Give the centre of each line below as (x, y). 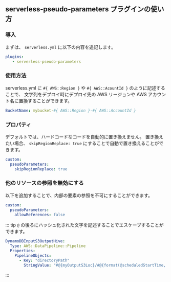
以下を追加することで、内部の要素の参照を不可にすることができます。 (79, 195)
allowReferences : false (40, 215)
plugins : (15, 57)
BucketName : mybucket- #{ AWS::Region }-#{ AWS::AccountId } (71, 110)
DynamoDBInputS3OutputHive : (35, 241)
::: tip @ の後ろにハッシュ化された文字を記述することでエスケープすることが (84, 225)
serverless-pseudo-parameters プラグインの (78, 9)
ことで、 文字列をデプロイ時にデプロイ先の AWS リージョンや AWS (76, 94)
